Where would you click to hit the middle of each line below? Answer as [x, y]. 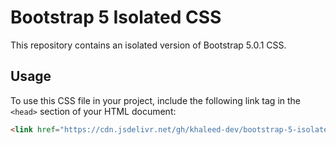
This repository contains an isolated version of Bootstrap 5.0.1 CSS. [148, 45]
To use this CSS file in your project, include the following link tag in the [156, 100]
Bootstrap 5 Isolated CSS [116, 17]
